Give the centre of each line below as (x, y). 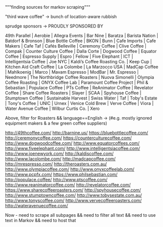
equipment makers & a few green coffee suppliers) (56, 123)
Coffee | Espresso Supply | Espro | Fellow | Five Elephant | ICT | (69, 56)
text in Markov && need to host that (41, 220)
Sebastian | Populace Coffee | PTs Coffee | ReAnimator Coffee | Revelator (79, 88)
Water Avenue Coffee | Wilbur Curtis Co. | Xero (52, 108)
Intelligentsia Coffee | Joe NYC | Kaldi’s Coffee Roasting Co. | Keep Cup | (79, 62)
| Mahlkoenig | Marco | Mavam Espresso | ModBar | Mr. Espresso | (72, 72)
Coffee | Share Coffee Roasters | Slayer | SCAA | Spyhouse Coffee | (73, 93)
